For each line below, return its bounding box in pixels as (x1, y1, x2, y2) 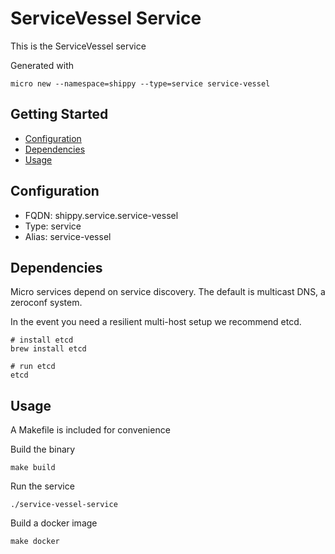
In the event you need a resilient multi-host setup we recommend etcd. (10, 316, 302, 328)
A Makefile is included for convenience (10, 424, 171, 436)
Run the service (10, 480, 75, 492)
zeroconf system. (10, 297, 83, 309)
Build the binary (10, 443, 76, 456)
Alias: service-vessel (24, 230, 112, 242)
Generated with (10, 59, 74, 71)
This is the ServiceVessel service (10, 40, 147, 52)
